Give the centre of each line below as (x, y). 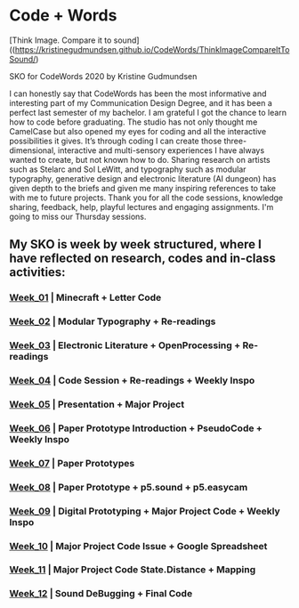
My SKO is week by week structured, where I (136, 244)
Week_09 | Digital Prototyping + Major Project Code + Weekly (145, 511)
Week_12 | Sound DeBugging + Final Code (101, 594)
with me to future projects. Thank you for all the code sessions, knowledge (146, 198)
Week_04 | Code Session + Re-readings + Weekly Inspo (132, 381)
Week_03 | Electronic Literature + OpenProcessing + (125, 345)
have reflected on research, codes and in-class (142, 259)
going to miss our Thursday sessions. (78, 216)
